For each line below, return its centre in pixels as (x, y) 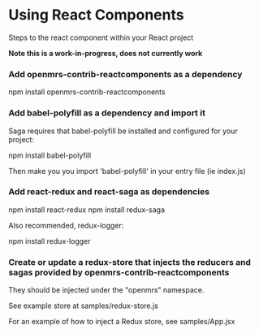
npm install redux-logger (50, 241)
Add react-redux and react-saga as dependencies (109, 192)
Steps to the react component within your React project (101, 37)
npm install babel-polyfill (50, 155)
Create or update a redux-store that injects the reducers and (130, 262)
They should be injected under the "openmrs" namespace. (106, 290)
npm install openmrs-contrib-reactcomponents (87, 92)
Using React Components (96, 15)
